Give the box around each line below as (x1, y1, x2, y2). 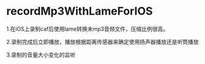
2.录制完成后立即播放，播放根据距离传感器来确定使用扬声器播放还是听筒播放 (6, 38, 199, 45)
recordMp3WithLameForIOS (6, 4, 153, 18)
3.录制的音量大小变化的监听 (6, 51, 76, 59)
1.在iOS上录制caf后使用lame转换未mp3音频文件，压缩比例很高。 (6, 25, 169, 32)
